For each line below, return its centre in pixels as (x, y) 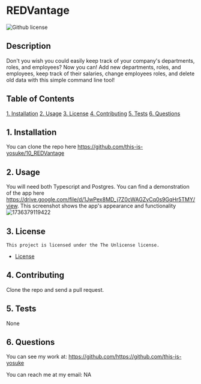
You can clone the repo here (41, 147)
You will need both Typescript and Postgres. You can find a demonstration (98, 187)
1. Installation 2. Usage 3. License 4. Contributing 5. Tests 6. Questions (93, 113)
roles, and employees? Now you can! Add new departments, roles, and (94, 67)
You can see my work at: (37, 357)
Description (28, 46)
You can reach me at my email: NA (49, 375)
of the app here (25, 193)
